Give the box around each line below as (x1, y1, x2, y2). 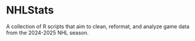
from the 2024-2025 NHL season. (6, 29, 89, 36)
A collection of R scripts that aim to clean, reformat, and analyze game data (6, 23, 190, 30)
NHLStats (6, 4, 54, 17)
